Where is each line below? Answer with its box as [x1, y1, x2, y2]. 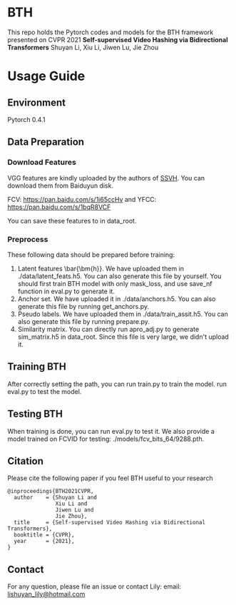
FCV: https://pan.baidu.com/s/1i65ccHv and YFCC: [7, 195, 157, 203]
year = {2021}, [14, 538, 75, 545]
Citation [7, 454, 44, 467]
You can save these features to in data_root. [7, 216, 137, 225]
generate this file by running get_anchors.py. [17, 302, 150, 310]
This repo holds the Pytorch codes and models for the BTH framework [7, 28, 214, 36]
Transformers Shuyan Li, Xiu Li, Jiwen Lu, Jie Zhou [7, 43, 159, 51]
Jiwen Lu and [55, 507, 94, 514]
